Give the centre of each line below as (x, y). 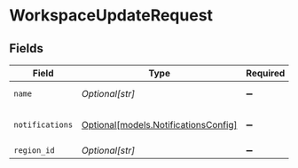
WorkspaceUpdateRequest (111, 16)
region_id (34, 151)
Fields (27, 48)
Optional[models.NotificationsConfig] (159, 125)
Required (266, 73)
